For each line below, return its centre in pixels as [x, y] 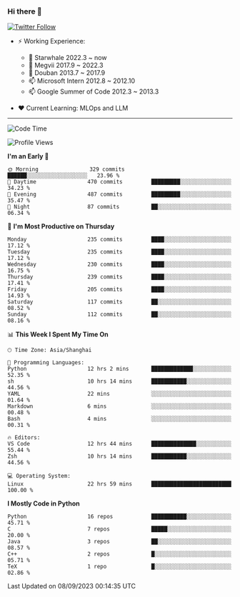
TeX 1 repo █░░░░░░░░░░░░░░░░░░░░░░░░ [120, 567]
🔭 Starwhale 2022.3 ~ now [67, 58]
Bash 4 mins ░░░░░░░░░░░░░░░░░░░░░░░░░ [120, 419]
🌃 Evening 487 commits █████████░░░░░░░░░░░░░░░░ [120, 195]
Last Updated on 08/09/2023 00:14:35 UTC [72, 586]
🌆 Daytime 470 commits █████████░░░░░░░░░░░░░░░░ [120, 182]
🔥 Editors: [24, 438]
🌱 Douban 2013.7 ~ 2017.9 [67, 73]
